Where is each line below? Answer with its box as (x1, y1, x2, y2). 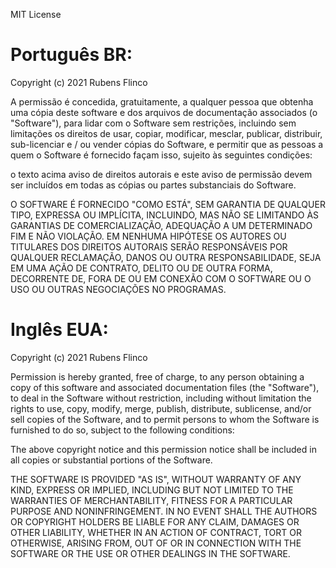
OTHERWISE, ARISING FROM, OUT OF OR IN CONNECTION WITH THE (10, 537, 302, 549)
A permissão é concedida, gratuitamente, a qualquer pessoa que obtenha (10, 95, 314, 108)
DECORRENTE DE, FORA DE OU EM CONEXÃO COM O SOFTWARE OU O (10, 272, 312, 284)
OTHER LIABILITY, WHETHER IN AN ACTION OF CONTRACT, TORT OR (10, 526, 302, 538)
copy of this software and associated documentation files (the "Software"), (10, 381, 320, 393)
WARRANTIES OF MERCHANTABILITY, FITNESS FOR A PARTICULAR (10, 494, 293, 506)
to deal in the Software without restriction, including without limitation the (10, 392, 312, 404)
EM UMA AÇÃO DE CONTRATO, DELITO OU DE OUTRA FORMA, (10, 262, 273, 274)
